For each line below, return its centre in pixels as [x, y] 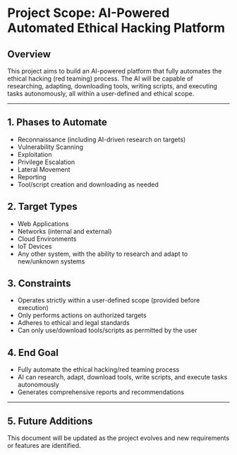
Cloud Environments [47, 239]
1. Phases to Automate [57, 123]
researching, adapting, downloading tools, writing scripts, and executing [112, 86]
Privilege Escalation [46, 162]
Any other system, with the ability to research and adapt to [103, 254]
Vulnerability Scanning [50, 147]
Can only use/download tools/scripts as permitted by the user [107, 331]
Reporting [32, 177]
